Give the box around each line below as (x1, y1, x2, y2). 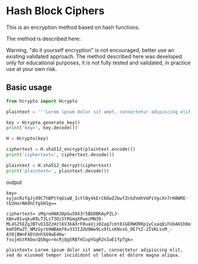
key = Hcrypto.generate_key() (6, 119, 81, 125)
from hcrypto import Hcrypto (6, 98, 78, 104)
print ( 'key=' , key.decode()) (6, 125, 78, 131)
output (6, 178, 22, 185)
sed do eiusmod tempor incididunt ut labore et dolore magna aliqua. (6, 252, 181, 258)
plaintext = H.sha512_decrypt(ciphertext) (6, 162, 112, 168)
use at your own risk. (6, 65, 57, 72)
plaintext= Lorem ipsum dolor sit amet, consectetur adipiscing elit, (6, 247, 183, 253)
